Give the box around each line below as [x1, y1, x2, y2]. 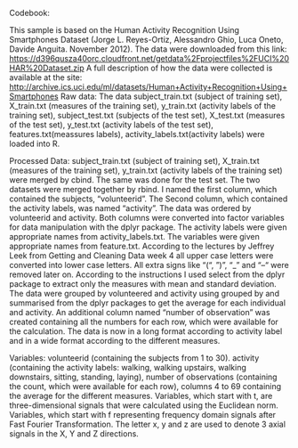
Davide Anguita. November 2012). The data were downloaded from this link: [9, 44, 287, 54]
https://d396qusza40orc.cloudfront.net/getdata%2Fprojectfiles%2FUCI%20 [9, 53, 290, 63]
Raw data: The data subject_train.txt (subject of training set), [60, 91, 283, 102]
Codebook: [9, 8, 51, 18]
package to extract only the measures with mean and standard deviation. [9, 279, 278, 289]
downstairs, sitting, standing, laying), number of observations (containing [9, 371, 278, 382]
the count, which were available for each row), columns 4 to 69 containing [9, 381, 282, 391]
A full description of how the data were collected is [85, 62, 273, 73]
